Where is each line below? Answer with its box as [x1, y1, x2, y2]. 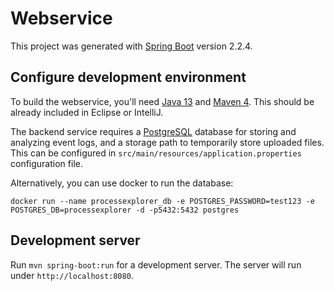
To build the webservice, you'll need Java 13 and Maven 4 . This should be [10, 95, 315, 107]
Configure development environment [10, 69, 247, 86]
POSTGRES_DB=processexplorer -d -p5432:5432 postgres [10, 205, 240, 215]
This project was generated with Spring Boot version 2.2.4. [10, 40, 253, 52]
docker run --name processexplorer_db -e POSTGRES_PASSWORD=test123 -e [10, 196, 315, 206]
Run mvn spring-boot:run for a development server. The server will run [10, 258, 302, 271]
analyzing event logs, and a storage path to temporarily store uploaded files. [10, 136, 325, 148]
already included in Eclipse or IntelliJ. [10, 106, 164, 118]
